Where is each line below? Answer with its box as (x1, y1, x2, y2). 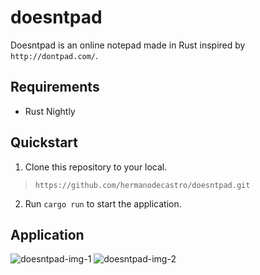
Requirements (10, 79, 100, 96)
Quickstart (10, 134, 79, 151)
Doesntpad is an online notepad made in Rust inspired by (10, 39, 246, 51)
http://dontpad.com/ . (10, 49, 99, 61)
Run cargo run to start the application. (24, 197, 182, 210)
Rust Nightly (24, 105, 76, 117)
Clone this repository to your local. (24, 161, 168, 173)
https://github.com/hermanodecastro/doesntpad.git (34, 180, 251, 190)
